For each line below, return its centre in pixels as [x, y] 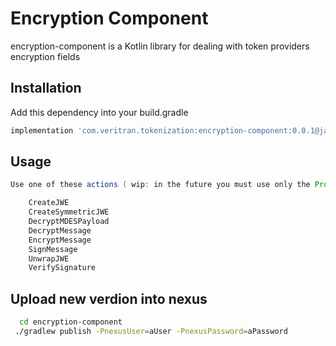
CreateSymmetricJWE [69, 212]
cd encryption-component [71, 322]
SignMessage [53, 249]
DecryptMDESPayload [69, 222]
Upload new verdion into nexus [109, 298]
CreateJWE [49, 203]
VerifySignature [62, 268]
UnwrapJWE [49, 258]
